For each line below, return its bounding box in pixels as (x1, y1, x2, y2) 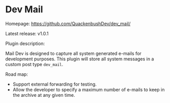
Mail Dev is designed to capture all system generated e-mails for (5, 50, 142, 56)
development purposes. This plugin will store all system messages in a (5, 55, 155, 62)
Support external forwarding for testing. (12, 81, 97, 87)
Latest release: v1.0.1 (5, 30, 49, 36)
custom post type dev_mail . (5, 61, 63, 67)
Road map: (5, 71, 28, 77)
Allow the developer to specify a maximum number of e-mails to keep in (12, 86, 165, 93)
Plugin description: (5, 40, 45, 47)
